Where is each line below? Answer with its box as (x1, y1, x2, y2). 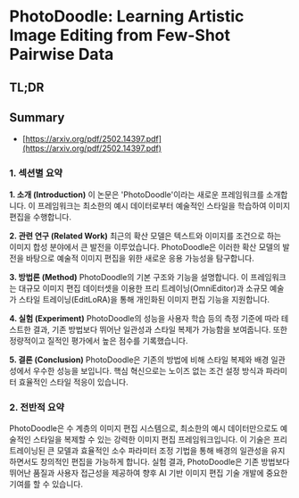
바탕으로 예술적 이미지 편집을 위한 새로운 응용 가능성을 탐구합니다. (25, 253, 254, 263)
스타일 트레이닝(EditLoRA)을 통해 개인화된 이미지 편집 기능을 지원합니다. (18, 294, 270, 304)
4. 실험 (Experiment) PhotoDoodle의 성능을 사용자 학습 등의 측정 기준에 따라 (9, 312, 279, 323)
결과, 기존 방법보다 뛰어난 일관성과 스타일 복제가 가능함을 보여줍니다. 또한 (32, 324, 288, 335)
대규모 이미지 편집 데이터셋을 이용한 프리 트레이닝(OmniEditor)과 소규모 (18, 283, 268, 294)
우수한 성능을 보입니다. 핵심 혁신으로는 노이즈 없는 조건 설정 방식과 (32, 365, 264, 376)
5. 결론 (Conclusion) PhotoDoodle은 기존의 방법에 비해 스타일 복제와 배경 (9, 354, 270, 365)
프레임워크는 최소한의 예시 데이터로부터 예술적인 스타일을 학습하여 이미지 (37, 200, 291, 211)
